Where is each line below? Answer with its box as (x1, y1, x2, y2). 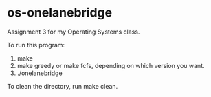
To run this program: (7, 41, 65, 49)
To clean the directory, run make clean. (7, 82, 118, 90)
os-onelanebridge (7, 5, 112, 21)
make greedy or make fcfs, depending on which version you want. (16, 61, 205, 69)
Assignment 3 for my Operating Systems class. (7, 28, 140, 36)
